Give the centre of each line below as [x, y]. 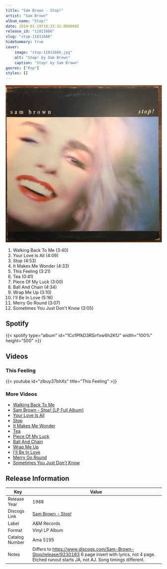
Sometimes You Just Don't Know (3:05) [53, 308]
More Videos [22, 394]
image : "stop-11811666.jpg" [43, 52]
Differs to [42, 549]
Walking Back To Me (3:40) [41, 250]
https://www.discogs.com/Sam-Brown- [93, 549]
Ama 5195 [43, 540]
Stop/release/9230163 [56, 555]
